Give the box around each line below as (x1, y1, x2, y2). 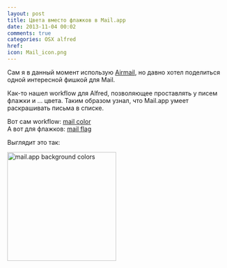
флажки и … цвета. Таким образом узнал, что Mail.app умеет (7, 96, 189, 104)
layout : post (7, 10, 45, 17)
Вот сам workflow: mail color (7, 117, 91, 125)
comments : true (7, 29, 52, 37)
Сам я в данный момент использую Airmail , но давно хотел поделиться (7, 68, 221, 77)
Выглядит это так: (7, 138, 61, 146)
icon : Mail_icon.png (7, 49, 68, 56)
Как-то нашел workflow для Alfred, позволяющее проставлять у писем (7, 88, 218, 97)
